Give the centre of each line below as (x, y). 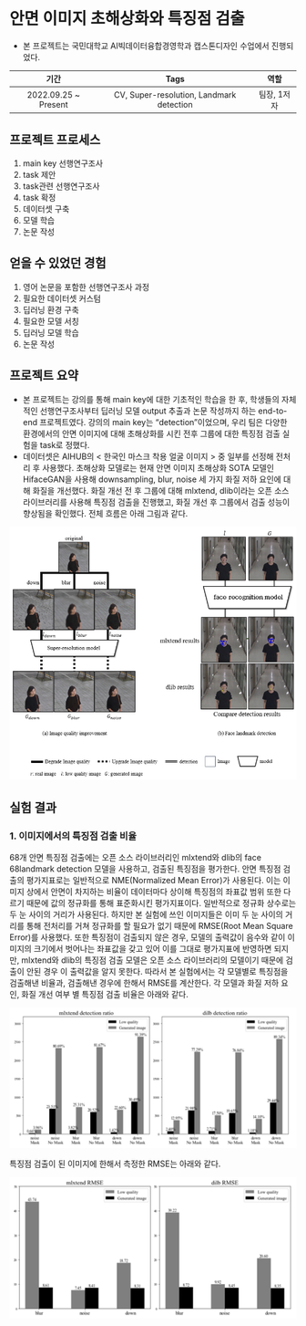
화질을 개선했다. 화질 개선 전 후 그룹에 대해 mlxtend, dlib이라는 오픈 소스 (161, 490)
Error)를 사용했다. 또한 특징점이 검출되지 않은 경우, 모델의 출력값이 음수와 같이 (148, 937)
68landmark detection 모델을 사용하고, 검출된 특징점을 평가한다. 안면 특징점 (145, 869)
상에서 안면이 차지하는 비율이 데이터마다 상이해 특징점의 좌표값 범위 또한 (154, 892)
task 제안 (39, 175)
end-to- (273, 411)
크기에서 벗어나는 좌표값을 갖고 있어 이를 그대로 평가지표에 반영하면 (153, 949)
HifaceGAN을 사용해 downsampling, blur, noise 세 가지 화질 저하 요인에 (152, 479)
